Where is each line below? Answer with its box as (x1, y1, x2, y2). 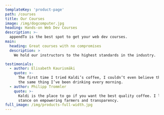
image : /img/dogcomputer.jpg (5, 21, 64, 26)
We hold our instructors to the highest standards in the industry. (14, 52, 156, 58)
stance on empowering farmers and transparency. (18, 98, 119, 103)
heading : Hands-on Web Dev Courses (5, 25, 78, 30)
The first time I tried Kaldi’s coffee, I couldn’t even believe (18, 75, 154, 80)
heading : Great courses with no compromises (9, 44, 102, 48)
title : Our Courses (5, 16, 45, 21)
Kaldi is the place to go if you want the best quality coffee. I (18, 93, 156, 98)
